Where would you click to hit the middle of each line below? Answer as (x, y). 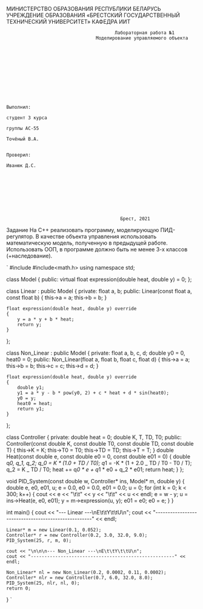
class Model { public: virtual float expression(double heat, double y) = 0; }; (99, 279)
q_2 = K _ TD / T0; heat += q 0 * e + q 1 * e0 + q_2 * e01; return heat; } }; (95, 469)
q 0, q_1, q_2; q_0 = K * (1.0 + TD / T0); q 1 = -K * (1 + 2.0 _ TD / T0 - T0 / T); (99, 463)
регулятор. (20, 236)
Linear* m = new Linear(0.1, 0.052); (54, 530)
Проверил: (19, 155)
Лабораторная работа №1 (145, 33)
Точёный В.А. (23, 139)
